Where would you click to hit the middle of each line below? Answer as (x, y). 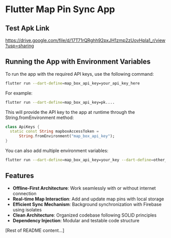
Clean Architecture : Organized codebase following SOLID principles (84, 215)
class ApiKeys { (22, 127)
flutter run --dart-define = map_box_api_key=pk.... (60, 102)
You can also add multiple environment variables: (57, 151)
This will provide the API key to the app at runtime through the (70, 112)
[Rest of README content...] (35, 230)
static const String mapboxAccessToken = (54, 131)
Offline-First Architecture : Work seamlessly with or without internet (84, 188)
